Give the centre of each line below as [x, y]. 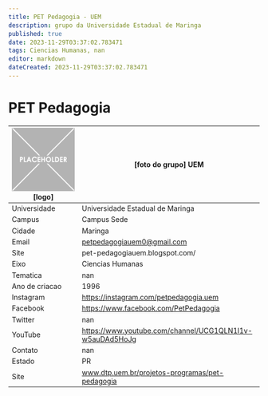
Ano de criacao [37, 286]
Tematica [27, 275]
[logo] [43, 196]
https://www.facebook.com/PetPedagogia [151, 308]
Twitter [23, 319]
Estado [23, 361]
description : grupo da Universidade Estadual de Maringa [105, 25]
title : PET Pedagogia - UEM [55, 17]
